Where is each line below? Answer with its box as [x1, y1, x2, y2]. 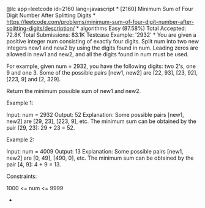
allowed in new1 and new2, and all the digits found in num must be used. [6, 51, 189, 58]
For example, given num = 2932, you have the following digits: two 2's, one [6, 62, 196, 70]
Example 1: [6, 99, 34, 106]
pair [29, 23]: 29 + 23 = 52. [6, 124, 75, 131]
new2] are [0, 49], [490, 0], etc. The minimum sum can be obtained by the [6, 154, 194, 162]
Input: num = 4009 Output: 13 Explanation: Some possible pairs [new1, [6, 148, 184, 155]
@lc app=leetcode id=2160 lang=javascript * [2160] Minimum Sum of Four [6, 6, 194, 12]
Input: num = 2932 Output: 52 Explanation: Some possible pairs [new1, [6, 111, 185, 118]
